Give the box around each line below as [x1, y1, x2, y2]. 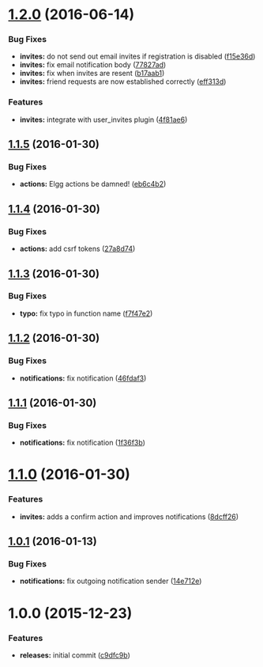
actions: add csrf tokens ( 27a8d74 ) [19, 244, 136, 254]
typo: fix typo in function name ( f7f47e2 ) [19, 309, 153, 318]
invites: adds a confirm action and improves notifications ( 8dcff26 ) [19, 512, 239, 521]
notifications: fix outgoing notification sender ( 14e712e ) [19, 576, 202, 586]
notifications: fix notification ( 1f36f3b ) [19, 438, 146, 448]
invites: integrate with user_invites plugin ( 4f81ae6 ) [19, 115, 188, 124]
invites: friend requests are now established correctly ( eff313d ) [19, 77, 227, 86]
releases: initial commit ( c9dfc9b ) [19, 650, 130, 660]
